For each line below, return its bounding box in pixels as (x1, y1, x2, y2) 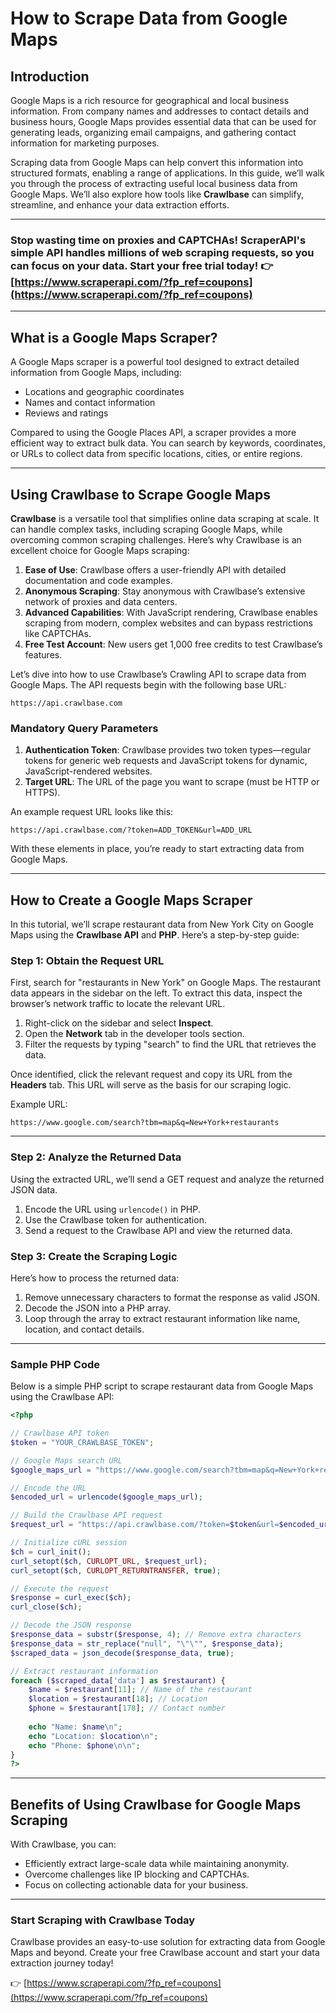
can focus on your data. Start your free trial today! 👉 (10, 258, 274, 272)
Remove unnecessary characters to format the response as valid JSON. (24, 1291, 321, 1303)
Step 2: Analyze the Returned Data (10, 1150, 182, 1164)
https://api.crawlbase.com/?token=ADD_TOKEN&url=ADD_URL (10, 825, 253, 836)
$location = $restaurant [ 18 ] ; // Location (28, 1694, 208, 1704)
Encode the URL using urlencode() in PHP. (24, 1203, 201, 1215)
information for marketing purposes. (10, 137, 160, 149)
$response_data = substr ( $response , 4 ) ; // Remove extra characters (10, 1630, 302, 1640)
